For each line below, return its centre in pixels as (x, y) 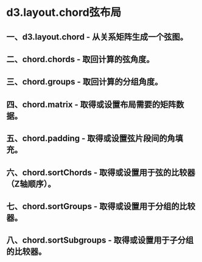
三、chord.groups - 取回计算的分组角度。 (85, 82)
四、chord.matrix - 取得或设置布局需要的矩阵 (91, 104)
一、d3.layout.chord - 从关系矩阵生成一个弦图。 (97, 37)
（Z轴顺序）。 (31, 184)
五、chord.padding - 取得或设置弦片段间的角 (91, 138)
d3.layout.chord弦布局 (64, 12)
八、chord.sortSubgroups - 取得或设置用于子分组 (100, 240)
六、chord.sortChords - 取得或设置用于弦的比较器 (101, 172)
